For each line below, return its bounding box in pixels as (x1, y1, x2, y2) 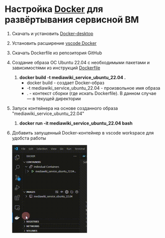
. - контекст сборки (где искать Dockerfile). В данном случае (26, 90, 157, 96)
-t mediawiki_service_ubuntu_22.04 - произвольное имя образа (26, 85, 161, 91)
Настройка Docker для (4, 3, 103, 15)
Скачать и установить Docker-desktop (11, 30, 93, 36)
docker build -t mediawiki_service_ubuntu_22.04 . (19, 74, 126, 80)
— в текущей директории (26, 96, 81, 102)
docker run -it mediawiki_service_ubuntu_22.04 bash (19, 120, 133, 126)
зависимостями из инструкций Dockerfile (11, 65, 101, 71)
